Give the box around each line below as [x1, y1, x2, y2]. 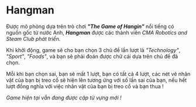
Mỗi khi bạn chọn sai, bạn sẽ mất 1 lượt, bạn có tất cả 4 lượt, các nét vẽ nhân [6, 70, 191, 77]
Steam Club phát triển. [6, 35, 61, 42]
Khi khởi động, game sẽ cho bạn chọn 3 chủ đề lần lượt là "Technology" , [6, 46, 181, 53]
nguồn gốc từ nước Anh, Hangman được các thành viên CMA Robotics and [6, 29, 188, 36]
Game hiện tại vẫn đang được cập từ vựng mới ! [6, 94, 122, 101]
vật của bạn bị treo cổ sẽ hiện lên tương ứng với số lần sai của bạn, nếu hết [6, 77, 187, 84]
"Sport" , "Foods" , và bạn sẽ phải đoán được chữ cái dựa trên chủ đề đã [6, 53, 178, 60]
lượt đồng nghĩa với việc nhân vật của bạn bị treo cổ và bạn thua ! [6, 82, 164, 89]
